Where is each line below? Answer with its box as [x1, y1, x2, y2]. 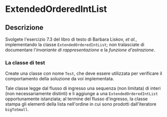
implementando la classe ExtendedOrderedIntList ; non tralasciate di [5, 42, 145, 48]
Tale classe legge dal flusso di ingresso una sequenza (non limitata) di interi [5, 85, 161, 91]
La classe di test [5, 59, 45, 66]
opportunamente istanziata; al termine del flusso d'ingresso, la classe [5, 96, 148, 102]
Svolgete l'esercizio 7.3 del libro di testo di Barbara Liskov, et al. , [5, 36, 137, 42]
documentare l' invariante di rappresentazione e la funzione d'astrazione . [5, 47, 156, 53]
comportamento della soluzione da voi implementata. [5, 76, 114, 82]
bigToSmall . [5, 107, 29, 113]
